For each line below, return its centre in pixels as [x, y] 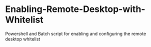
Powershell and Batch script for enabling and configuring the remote [76, 33]
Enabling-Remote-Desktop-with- [75, 9]
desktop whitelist [23, 39]
